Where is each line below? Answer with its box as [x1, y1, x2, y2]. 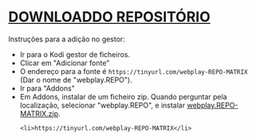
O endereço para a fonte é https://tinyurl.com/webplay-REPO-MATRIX [19, 66, 248, 76]
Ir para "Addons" [19, 84, 76, 93]
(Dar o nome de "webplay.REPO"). [19, 75, 133, 84]
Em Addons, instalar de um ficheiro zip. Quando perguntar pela [19, 91, 227, 101]
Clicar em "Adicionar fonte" [19, 58, 110, 68]
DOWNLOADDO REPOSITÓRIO [8, 8, 211, 26]
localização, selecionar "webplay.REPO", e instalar [19, 100, 186, 110]
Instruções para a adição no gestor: [8, 34, 125, 44]
